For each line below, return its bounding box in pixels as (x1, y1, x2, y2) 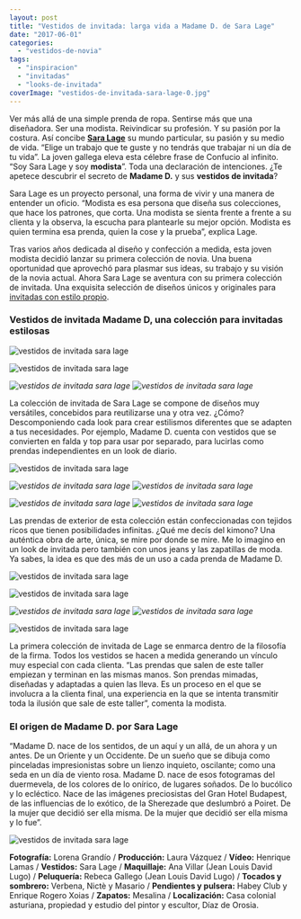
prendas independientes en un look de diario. (9, 445, 177, 456)
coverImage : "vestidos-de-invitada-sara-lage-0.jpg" (9, 88, 211, 97)
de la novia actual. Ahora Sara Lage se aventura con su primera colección (9, 272, 283, 283)
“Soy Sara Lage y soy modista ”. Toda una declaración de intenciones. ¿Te (9, 161, 283, 172)
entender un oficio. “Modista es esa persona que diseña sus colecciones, (9, 197, 281, 208)
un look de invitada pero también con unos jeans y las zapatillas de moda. (9, 543, 283, 554)
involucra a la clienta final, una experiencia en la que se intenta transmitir (9, 688, 279, 699)
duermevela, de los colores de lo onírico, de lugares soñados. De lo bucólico (9, 779, 293, 790)
